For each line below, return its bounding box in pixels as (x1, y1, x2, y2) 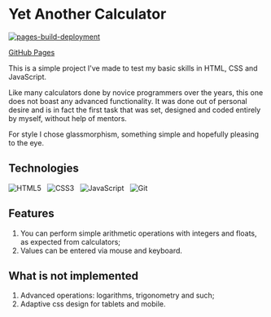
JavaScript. (8, 72, 47, 81)
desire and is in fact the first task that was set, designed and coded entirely (8, 105, 261, 115)
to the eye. (8, 137, 45, 147)
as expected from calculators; (20, 237, 120, 246)
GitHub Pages (8, 47, 55, 57)
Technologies (8, 162, 80, 176)
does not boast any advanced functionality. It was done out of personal (8, 96, 247, 106)
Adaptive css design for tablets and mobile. (20, 299, 166, 309)
